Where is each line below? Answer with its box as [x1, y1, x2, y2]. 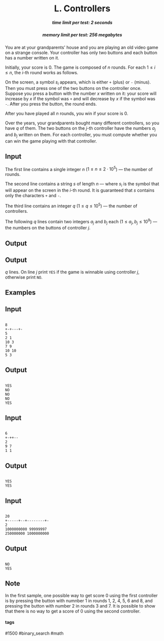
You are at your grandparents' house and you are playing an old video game [5, 44, 158, 50]
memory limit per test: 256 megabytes [42, 32, 122, 38]
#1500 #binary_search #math [5, 630, 64, 636]
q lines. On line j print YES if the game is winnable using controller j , [5, 269, 140, 275]
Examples [5, 288, 36, 296]
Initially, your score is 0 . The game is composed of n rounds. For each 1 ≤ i [5, 64, 156, 70]
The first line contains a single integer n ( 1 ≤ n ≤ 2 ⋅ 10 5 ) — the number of [5, 165, 153, 172]
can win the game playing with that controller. [5, 138, 97, 144]
